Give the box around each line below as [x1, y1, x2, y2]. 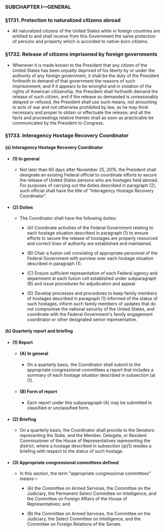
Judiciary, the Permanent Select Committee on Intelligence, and [27, 490, 157, 496]
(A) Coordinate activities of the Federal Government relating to [27, 225, 154, 231]
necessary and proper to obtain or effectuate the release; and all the [12, 109, 151, 115]
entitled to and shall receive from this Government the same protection [12, 33, 156, 39]
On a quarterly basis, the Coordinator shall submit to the [27, 361, 141, 367]
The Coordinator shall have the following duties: [19, 215, 117, 221]
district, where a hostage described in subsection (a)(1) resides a [19, 443, 152, 449]
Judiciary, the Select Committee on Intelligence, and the [27, 516, 141, 522]
